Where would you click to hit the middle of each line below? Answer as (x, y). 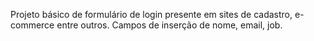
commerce (32, 25)
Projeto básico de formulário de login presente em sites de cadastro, (151, 14)
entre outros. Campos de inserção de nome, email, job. (169, 25)
